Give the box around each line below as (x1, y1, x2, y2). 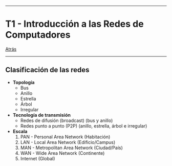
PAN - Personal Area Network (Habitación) (20, 134, 111, 140)
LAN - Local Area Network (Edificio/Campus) (20, 139, 116, 145)
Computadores (5, 29, 71, 41)
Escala (12, 128, 28, 134)
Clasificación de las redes (5, 66, 90, 74)
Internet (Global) (20, 155, 55, 161)
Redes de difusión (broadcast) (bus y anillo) (20, 117, 113, 123)
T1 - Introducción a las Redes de (5, 18, 144, 30)
